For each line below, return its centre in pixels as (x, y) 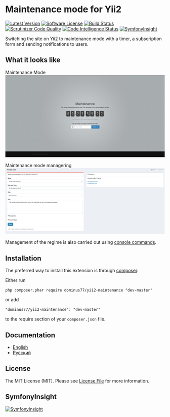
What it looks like (33, 60)
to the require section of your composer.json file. (55, 319)
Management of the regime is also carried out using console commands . (81, 242)
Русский (22, 352)
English (20, 347)
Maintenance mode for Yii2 (63, 9)
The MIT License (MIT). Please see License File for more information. (77, 381)
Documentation (30, 335)
